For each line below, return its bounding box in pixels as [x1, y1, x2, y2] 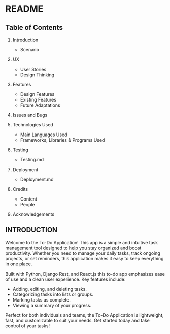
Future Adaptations [20, 102, 60, 108]
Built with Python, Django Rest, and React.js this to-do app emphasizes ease [5, 271, 165, 277]
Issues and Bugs [12, 112, 48, 118]
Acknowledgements [12, 211, 55, 217]
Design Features [20, 91, 55, 97]
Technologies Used [12, 122, 53, 127]
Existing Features [20, 97, 57, 103]
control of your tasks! [5, 323, 50, 329]
